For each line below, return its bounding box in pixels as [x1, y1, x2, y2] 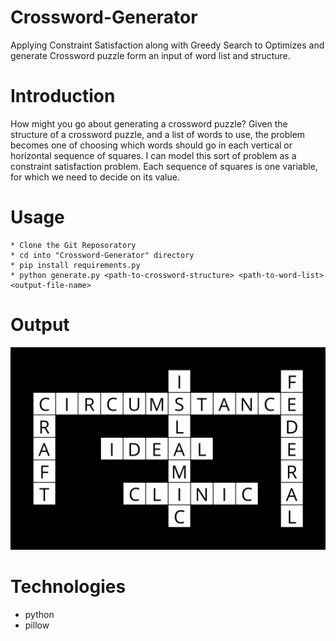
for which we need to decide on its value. [10, 171, 180, 183]
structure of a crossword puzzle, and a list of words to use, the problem [10, 128, 306, 140]
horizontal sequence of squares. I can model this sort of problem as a [10, 149, 297, 161]
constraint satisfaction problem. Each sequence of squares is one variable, [10, 160, 318, 172]
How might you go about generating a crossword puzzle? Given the [10, 117, 288, 130]
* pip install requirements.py [10, 260, 141, 270]
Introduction [10, 85, 116, 108]
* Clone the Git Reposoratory [10, 240, 137, 250]
